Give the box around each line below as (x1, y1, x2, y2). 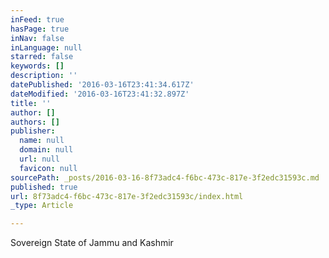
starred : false (10, 52, 74, 62)
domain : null (19, 145, 74, 155)
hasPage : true (10, 24, 70, 34)
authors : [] (10, 117, 60, 127)
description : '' (10, 71, 78, 81)
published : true (10, 182, 78, 192)
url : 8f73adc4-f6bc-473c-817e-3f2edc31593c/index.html (10, 191, 244, 201)
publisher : (10, 126, 56, 136)
